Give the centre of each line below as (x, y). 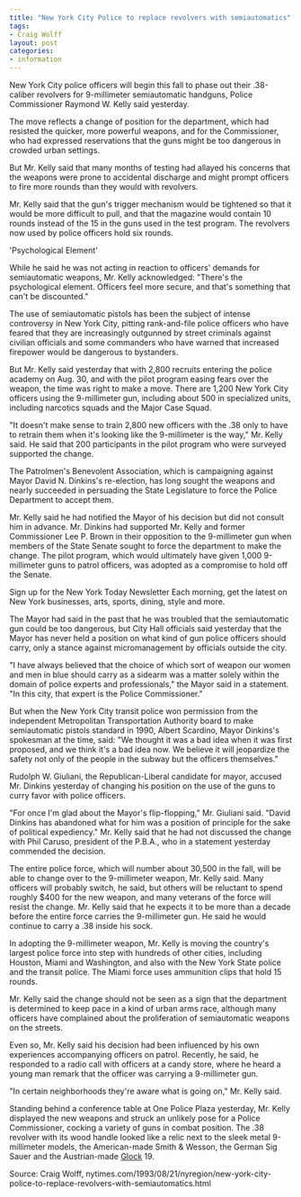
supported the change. (52, 454)
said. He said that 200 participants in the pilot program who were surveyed (148, 444)
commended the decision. (58, 851)
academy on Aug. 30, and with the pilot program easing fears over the (139, 379)
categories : (31, 51)
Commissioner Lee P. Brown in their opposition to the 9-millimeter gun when (150, 536)
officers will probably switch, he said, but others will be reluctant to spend (146, 888)
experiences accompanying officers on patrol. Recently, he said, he (134, 1054)
